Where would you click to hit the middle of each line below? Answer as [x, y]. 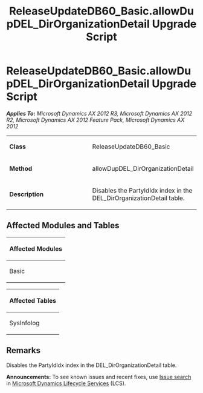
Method [21, 168]
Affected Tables [33, 300]
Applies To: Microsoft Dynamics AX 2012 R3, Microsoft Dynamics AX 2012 [99, 113]
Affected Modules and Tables [63, 226]
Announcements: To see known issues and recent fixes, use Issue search [99, 377]
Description [27, 194]
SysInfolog [24, 323]
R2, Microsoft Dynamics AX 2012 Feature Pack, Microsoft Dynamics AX [95, 120]
